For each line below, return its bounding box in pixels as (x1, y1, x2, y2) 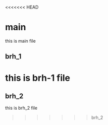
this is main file (5, 38, 36, 44)
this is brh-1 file (5, 72, 70, 83)
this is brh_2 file (5, 105, 38, 111)
